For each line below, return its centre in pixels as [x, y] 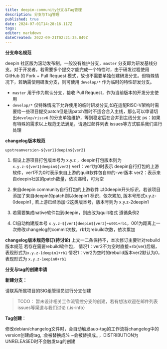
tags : [11, 28]
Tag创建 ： [16, 318]
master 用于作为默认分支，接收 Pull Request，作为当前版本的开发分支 [83, 92]
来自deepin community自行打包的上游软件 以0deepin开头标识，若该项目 [86, 189]
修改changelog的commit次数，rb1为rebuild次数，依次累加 [76, 229]
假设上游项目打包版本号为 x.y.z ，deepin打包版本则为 [67, 160]
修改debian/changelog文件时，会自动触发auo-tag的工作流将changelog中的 [82, 328]
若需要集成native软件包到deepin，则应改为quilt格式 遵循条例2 [76, 212]
